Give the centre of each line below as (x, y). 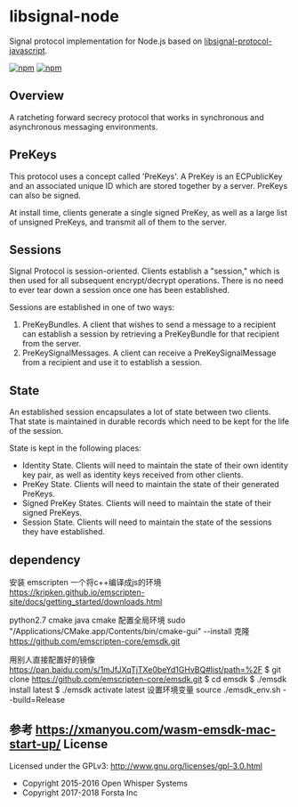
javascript (28, 50)
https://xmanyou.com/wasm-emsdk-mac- (156, 730)
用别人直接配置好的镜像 (52, 660)
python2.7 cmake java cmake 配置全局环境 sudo (97, 620)
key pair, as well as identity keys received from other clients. (133, 475)
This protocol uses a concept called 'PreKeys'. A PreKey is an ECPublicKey (146, 176)
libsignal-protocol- (238, 41)
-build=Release (37, 700)
